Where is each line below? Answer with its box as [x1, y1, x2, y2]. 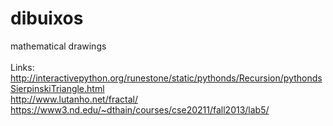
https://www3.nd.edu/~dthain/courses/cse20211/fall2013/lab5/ [10, 103, 270, 116]
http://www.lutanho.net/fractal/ [10, 93, 138, 105]
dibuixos [10, 7, 84, 30]
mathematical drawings [10, 40, 107, 52]
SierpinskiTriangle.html [10, 82, 105, 94]
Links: [10, 61, 35, 73]
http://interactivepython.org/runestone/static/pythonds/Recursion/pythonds [10, 72, 323, 84]
